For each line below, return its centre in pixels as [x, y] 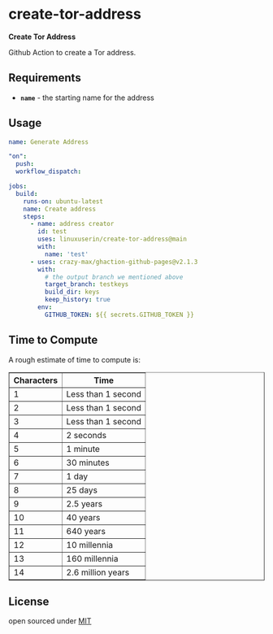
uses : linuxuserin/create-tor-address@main [112, 239]
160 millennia [92, 558]
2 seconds [87, 435]
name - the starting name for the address [87, 98]
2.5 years [84, 503]
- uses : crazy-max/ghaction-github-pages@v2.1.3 [114, 262]
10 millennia [90, 545]
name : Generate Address [49, 142]
